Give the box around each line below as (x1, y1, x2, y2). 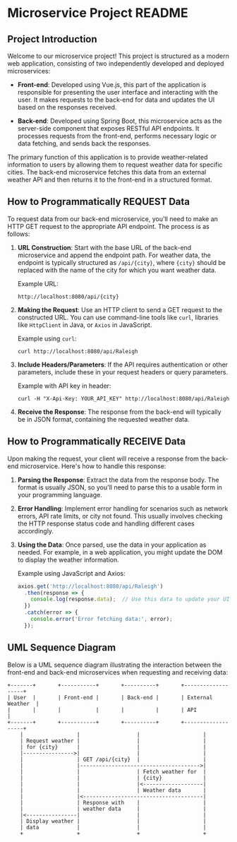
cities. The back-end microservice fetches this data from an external (7, 168, 207, 176)
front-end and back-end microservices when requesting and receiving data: (7, 668, 228, 676)
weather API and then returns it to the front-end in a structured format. (7, 175, 213, 184)
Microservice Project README (7, 5, 188, 21)
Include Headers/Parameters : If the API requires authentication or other (17, 360, 228, 369)
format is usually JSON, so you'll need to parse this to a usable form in (17, 482, 222, 492)
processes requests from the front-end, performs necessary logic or (17, 132, 217, 140)
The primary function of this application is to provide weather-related (7, 153, 208, 161)
